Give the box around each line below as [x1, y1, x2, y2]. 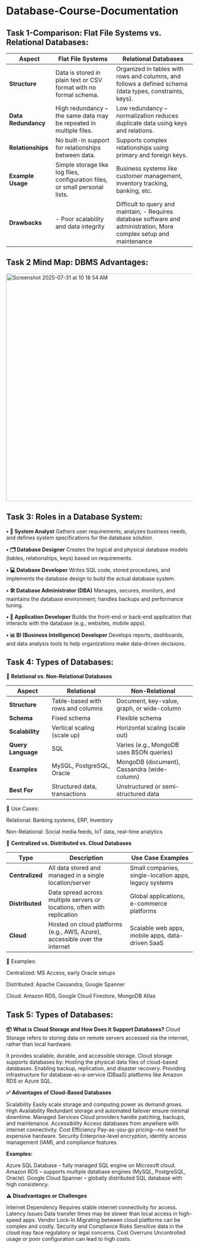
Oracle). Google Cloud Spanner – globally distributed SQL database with [6, 1174, 182, 1181]
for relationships [55, 144, 101, 152]
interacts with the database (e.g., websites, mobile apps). [6, 620, 146, 627]
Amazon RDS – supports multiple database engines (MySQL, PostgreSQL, [6, 1168, 186, 1175]
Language [9, 748, 38, 756]
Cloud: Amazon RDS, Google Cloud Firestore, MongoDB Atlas [6, 992, 156, 999]
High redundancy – [55, 104, 108, 112]
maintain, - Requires [116, 208, 174, 215]
